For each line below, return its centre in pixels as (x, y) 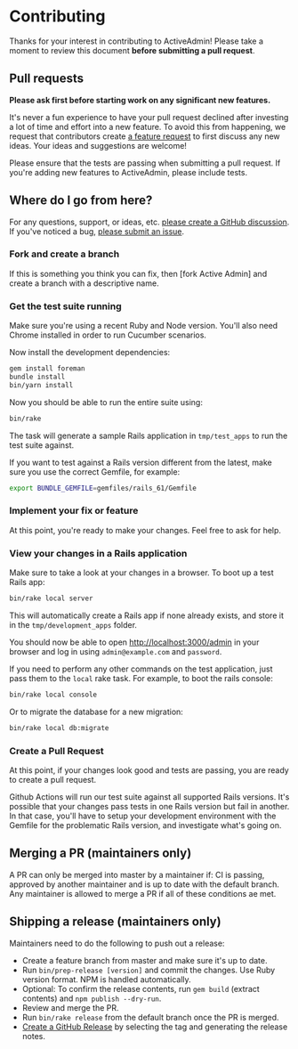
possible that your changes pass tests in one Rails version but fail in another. (149, 807)
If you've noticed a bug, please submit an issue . (97, 231)
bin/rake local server (51, 598)
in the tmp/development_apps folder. (73, 625)
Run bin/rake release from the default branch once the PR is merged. (150, 1017)
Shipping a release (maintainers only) (115, 922)
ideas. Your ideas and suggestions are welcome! (98, 145)
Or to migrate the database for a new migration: (97, 712)
